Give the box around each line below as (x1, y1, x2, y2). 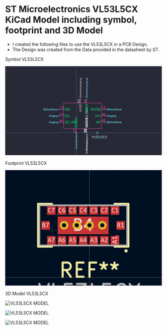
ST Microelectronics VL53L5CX (5, 3, 138, 15)
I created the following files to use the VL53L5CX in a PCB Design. (12, 41, 148, 47)
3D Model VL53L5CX (5, 291, 49, 297)
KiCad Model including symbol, (5, 14, 137, 25)
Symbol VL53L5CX (5, 56, 44, 62)
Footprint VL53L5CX (5, 160, 47, 166)
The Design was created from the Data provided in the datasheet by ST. (12, 46, 160, 52)
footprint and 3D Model (5, 25, 103, 36)
